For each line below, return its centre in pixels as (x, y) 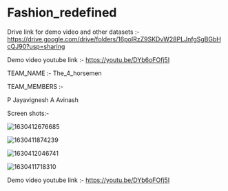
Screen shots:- (28, 113)
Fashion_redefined (62, 13)
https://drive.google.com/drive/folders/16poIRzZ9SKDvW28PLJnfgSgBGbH (114, 39)
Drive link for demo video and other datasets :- (73, 32)
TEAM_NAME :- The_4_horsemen (54, 73)
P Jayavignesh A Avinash (43, 100)
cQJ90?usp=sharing (36, 46)
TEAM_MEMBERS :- (35, 86)
